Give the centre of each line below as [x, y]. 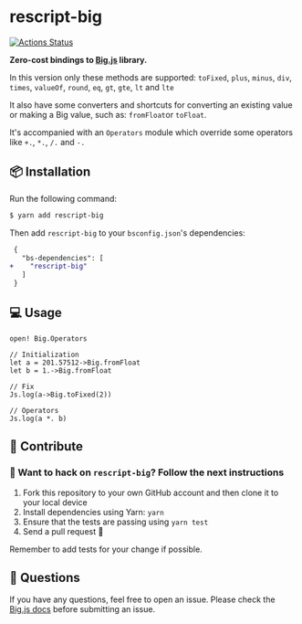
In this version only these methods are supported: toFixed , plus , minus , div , [151, 77]
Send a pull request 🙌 [63, 531]
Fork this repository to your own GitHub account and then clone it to [151, 492]
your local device [55, 502]
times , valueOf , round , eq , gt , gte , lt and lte [92, 87]
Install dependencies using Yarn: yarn [93, 512]
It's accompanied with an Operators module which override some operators [151, 132]
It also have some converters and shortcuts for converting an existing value [151, 105]
